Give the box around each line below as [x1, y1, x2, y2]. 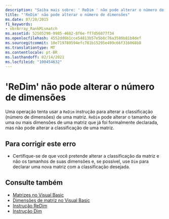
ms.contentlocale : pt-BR [5, 50, 58, 55]
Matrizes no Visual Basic [12, 192, 64, 198]
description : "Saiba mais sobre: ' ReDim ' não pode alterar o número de [5, 7, 164, 13]
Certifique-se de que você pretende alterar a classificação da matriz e [12, 153, 159, 159]
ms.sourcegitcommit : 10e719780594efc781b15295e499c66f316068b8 [5, 41, 142, 46]
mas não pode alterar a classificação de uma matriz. [5, 125, 115, 131]
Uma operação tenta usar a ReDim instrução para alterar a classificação [5, 108, 153, 115]
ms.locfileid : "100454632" [5, 59, 62, 64]
